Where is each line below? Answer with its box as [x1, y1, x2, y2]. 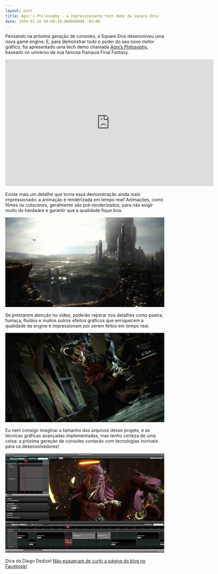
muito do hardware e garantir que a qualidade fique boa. [5, 207, 123, 214]
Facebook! [5, 563, 28, 569]
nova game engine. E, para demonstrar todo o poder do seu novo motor [5, 38, 155, 45]
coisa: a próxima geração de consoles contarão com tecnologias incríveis [5, 438, 158, 444]
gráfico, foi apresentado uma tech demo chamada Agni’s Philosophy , [5, 44, 149, 50]
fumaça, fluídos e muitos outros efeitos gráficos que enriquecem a [5, 317, 144, 323]
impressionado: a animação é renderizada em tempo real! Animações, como [5, 197, 164, 203]
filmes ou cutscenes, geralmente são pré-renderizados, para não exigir [5, 202, 153, 208]
